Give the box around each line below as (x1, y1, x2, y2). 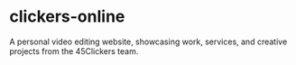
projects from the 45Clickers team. (9, 45, 139, 56)
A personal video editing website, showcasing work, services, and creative (9, 36, 288, 47)
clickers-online (9, 6, 125, 27)
